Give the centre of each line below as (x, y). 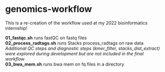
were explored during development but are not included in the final (74, 54)
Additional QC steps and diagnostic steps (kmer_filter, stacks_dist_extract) (82, 48)
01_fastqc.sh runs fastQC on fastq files (46, 38)
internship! (16, 28)
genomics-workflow (49, 9)
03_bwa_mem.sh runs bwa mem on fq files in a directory (65, 64)
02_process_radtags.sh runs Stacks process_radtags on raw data (74, 43)
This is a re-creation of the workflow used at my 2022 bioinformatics (76, 23)
